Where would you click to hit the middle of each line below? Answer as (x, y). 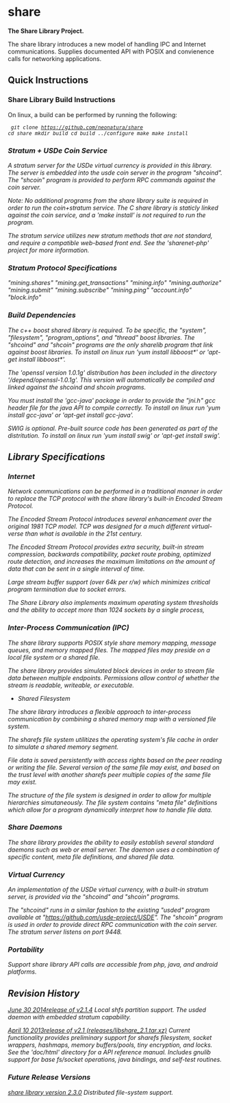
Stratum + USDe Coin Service (58, 150)
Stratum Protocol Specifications (62, 268)
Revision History (44, 993)
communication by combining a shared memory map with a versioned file (112, 719)
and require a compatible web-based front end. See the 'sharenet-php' (108, 243)
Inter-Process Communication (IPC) (68, 628)
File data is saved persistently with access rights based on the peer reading (115, 760)
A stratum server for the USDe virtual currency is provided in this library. (110, 165)
